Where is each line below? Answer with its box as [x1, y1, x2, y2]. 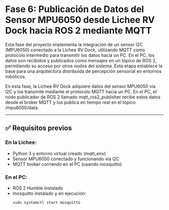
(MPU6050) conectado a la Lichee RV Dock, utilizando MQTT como [5, 47, 145, 53]
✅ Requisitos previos [5, 124, 72, 133]
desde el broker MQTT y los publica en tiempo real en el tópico [5, 99, 136, 105]
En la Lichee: [5, 139, 37, 146]
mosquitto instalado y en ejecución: [12, 190, 87, 196]
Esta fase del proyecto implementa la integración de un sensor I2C [5, 41, 143, 47]
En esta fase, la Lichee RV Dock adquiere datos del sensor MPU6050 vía [5, 83, 156, 89]
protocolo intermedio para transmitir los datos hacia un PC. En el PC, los [5, 52, 155, 58]
